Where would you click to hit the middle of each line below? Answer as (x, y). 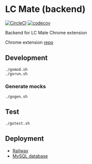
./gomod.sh (16, 69)
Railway (20, 151)
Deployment (25, 139)
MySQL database (30, 156)
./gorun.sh (16, 74)
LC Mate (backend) (46, 9)
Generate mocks (26, 86)
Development (27, 58)
